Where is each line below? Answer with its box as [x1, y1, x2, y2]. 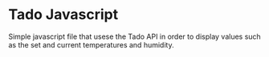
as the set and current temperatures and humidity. [8, 40, 174, 49]
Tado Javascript [8, 6, 119, 24]
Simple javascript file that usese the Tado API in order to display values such [8, 32, 261, 41]
